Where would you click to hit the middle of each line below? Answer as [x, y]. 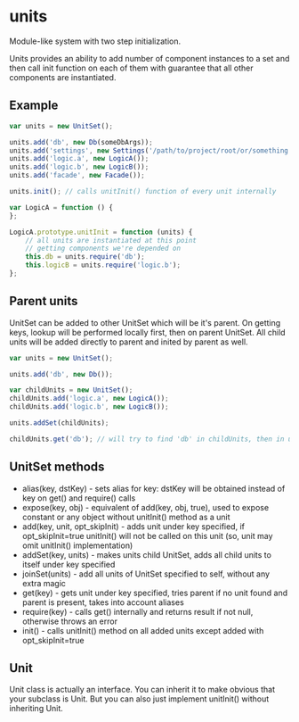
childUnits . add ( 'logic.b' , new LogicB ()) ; [89, 407]
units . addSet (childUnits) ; [59, 423]
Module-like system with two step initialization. [95, 41]
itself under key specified [69, 564]
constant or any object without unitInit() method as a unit [126, 517]
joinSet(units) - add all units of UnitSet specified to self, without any [145, 574]
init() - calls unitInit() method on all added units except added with [143, 630]
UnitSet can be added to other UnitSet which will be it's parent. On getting [145, 322]
